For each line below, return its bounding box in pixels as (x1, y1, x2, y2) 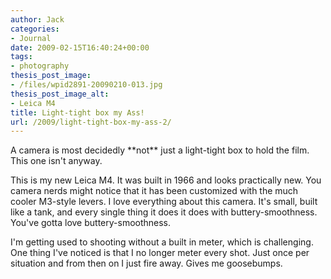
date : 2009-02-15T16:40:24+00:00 (10, 42, 150, 53)
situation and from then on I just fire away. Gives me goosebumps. (10, 257, 283, 270)
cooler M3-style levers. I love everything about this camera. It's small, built (10, 196, 318, 208)
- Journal (10, 33, 52, 43)
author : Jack (10, 14, 65, 25)
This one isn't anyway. (10, 155, 103, 167)
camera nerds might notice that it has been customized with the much (10, 185, 299, 197)
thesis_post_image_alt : (10, 89, 110, 99)
